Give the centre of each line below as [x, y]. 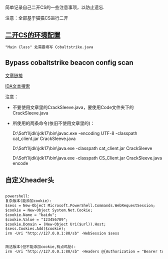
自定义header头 [30, 180]
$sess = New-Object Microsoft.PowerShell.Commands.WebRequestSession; [80, 206]
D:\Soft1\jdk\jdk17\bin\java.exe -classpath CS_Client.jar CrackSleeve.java [87, 158]
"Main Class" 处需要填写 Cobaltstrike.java [49, 47]
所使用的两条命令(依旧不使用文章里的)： [53, 123]
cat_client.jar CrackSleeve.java [44, 138]
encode [20, 163]
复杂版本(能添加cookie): [28, 201]
